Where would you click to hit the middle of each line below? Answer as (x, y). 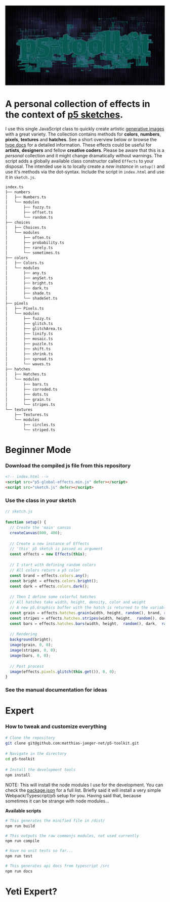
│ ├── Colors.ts (25, 263)
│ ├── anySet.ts (29, 278)
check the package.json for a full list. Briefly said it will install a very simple (83, 790)
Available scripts (23, 810)
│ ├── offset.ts (29, 212)
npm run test (19, 856)
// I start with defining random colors (53, 565)
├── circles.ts (39, 425)
